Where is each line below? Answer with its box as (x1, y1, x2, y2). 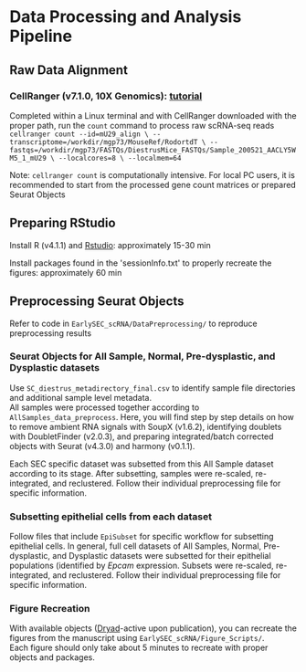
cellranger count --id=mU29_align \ (9, 130, 149, 139)
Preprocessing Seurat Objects (9, 294, 185, 310)
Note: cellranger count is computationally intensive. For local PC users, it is (9, 169, 295, 180)
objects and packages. (9, 652, 96, 663)
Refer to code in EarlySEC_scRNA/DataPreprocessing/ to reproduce (9, 318, 258, 329)
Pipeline (9, 26, 73, 47)
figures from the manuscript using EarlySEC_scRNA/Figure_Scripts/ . (9, 633, 265, 644)
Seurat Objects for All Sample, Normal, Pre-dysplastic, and (9, 350, 276, 362)
